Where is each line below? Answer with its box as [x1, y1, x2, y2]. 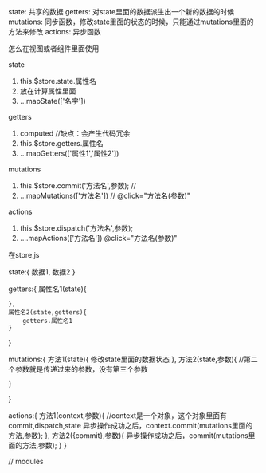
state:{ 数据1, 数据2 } [8, 267, 76, 277]
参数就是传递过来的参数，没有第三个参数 [14, 365, 148, 373]
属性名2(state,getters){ [8, 309, 88, 317]
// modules [8, 457, 44, 466]
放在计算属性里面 [19, 86, 76, 96]
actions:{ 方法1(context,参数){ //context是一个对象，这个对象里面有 [8, 411, 227, 420]
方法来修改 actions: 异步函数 [8, 27, 101, 36]
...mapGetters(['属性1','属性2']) [19, 148, 119, 158]
